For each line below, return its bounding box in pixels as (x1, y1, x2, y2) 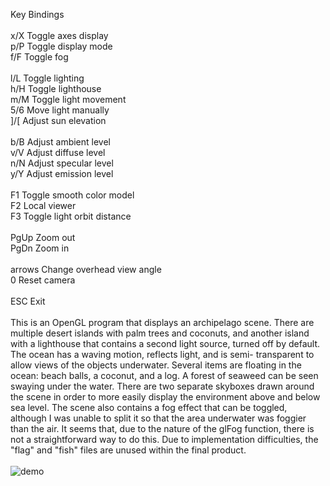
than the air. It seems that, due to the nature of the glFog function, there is (10, 423, 315, 434)
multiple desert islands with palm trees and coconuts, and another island (10, 327, 310, 339)
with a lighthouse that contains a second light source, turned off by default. (10, 338, 321, 349)
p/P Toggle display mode (10, 40, 113, 52)
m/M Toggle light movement (10, 94, 127, 105)
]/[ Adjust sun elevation (10, 115, 107, 126)
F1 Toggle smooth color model (10, 189, 135, 201)
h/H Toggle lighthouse (10, 83, 102, 94)
